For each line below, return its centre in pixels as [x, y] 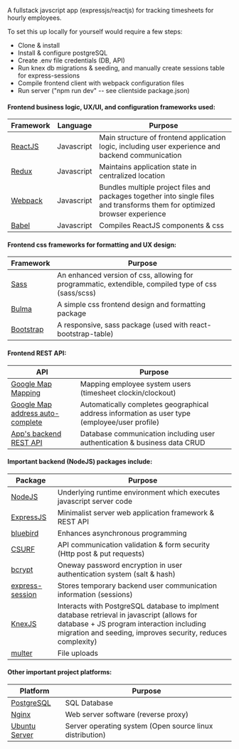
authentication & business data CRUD [143, 442]
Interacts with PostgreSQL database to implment [138, 605]
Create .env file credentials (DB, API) [71, 60]
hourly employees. [34, 18]
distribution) [85, 735]
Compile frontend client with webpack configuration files [101, 83]
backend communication [140, 156]
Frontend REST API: [37, 353]
